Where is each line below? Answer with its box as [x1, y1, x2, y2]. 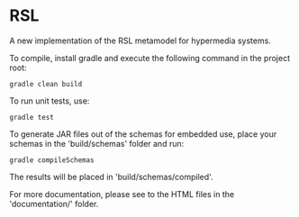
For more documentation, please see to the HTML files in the [9, 188, 235, 199]
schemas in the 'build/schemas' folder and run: [9, 138, 185, 149]
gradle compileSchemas [9, 155, 95, 165]
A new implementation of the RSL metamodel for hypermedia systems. [9, 35, 272, 46]
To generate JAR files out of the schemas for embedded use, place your [9, 128, 277, 140]
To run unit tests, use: [9, 95, 90, 106]
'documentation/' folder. [9, 198, 99, 209]
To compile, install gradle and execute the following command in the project [9, 52, 291, 63]
